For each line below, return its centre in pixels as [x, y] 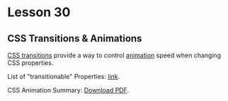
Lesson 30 [39, 12]
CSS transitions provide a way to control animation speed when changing [114, 55]
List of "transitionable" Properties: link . [64, 76]
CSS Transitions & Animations [75, 38]
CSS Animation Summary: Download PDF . [68, 90]
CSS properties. [30, 63]
